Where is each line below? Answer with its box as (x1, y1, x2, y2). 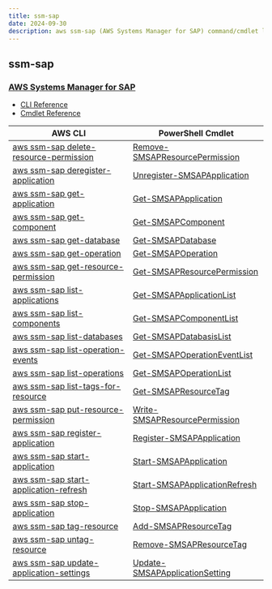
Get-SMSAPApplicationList (132, 290, 236, 301)
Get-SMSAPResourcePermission (132, 266, 259, 277)
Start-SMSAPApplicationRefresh (132, 479, 257, 491)
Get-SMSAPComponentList (132, 313, 239, 325)
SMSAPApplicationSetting (132, 567, 231, 578)
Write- (132, 404, 159, 415)
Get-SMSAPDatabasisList (132, 331, 232, 342)
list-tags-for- (66, 380, 121, 392)
